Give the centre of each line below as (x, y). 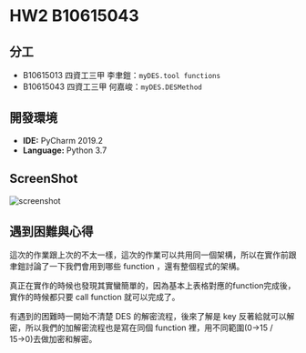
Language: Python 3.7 (65, 150)
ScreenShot (44, 179)
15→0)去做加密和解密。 (53, 339)
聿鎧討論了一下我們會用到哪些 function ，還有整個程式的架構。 (127, 267)
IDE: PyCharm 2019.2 (62, 140)
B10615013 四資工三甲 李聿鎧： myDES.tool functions (122, 75)
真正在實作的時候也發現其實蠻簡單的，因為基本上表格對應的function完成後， (153, 286)
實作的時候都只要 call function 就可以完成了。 (95, 298)
